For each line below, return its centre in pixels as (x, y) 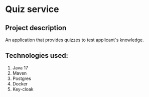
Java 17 (20, 68)
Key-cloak (23, 89)
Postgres (22, 78)
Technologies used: (37, 56)
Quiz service (32, 9)
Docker (20, 83)
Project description (36, 28)
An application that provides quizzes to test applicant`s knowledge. (74, 40)
